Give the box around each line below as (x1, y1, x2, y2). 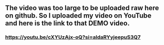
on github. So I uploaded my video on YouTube (5, 12, 152, 20)
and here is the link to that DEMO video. (5, 19, 130, 27)
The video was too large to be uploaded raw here (5, 4, 159, 12)
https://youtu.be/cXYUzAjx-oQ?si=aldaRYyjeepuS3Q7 (5, 34, 141, 41)
